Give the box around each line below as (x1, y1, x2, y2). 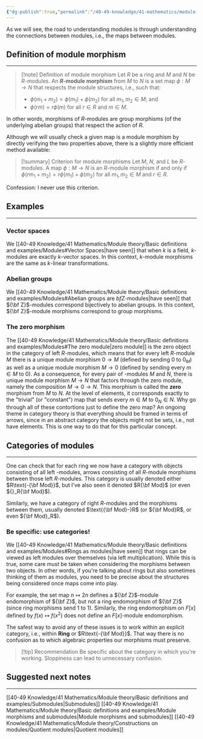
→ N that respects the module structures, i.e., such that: (21, 84, 161, 91)
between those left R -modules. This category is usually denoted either (6, 475, 182, 483)
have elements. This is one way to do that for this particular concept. (6, 423, 177, 430)
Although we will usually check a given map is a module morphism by (6, 134, 179, 141)
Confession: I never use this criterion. (6, 184, 100, 191)
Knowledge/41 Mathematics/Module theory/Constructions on (6, 719, 158, 726)
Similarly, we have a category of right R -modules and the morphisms (6, 500, 177, 507)
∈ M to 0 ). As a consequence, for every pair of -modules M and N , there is (6, 370, 193, 377)
